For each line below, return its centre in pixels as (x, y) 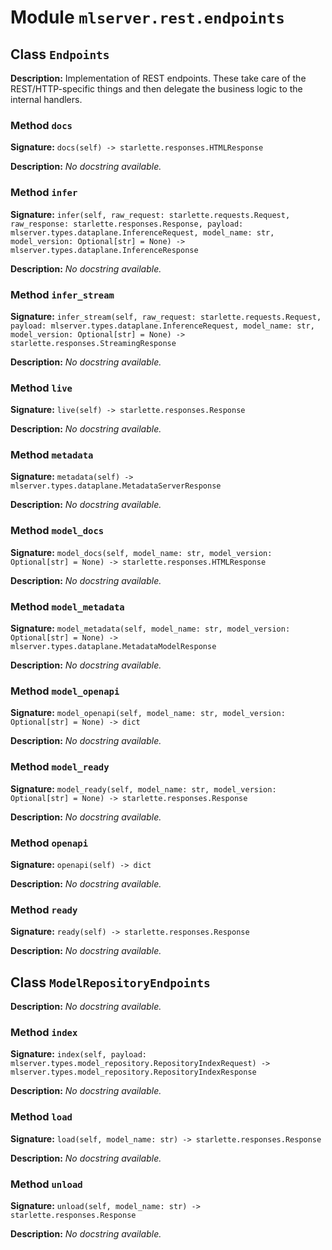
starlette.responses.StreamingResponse (93, 343)
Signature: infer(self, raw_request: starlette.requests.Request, (150, 214)
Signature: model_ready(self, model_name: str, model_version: (143, 788)
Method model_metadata (67, 606)
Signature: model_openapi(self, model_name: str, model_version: (148, 713)
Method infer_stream (62, 294)
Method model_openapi (65, 691)
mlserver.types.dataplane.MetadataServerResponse (116, 486)
